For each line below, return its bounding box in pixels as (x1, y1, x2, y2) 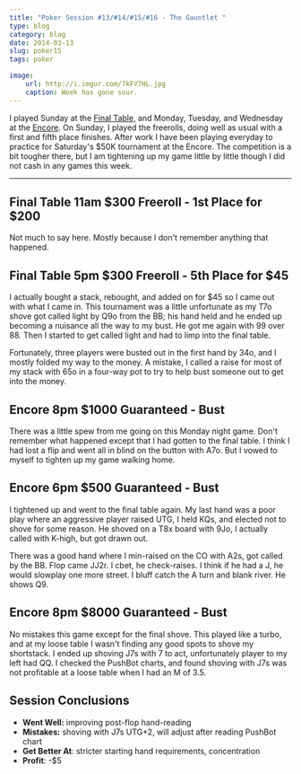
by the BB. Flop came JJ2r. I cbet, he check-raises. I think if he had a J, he (9, 559, 284, 570)
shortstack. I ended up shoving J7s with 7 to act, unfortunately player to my (9, 647, 288, 658)
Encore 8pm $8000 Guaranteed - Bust (9, 605, 228, 620)
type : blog (9, 22, 50, 31)
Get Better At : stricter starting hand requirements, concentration (21, 745, 261, 756)
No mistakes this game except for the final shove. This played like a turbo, (9, 629, 282, 639)
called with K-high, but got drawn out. (9, 532, 149, 543)
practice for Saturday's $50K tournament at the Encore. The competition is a (9, 141, 292, 152)
